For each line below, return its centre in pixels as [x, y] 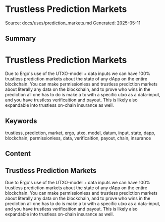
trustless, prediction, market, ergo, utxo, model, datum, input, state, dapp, [80, 133]
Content [18, 154]
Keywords [21, 121]
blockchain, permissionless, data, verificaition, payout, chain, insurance [78, 138]
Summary [21, 38]
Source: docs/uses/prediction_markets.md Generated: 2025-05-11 [73, 23]
